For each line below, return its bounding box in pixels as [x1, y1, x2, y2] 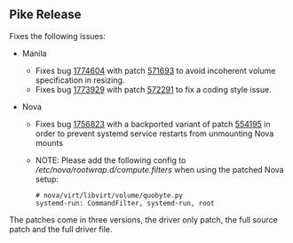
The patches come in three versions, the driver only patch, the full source [9, 214, 278, 225]
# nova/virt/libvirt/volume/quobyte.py [35, 190, 184, 199]
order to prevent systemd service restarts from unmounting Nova [35, 128, 274, 139]
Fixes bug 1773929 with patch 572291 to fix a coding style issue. [35, 84, 273, 94]
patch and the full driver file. [9, 223, 113, 234]
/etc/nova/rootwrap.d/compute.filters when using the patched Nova [35, 164, 284, 174]
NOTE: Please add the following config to [35, 155, 186, 166]
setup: [35, 174, 59, 184]
